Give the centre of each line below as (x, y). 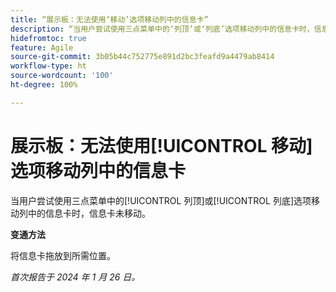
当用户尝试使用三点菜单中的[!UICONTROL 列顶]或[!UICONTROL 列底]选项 (161, 200)
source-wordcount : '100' (62, 76)
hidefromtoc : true (48, 38)
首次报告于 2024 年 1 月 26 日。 (75, 277)
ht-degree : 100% (44, 85)
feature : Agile (42, 47)
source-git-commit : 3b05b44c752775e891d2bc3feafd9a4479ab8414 (142, 57)
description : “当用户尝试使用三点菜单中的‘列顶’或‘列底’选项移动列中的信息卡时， (162, 29)
